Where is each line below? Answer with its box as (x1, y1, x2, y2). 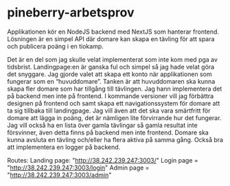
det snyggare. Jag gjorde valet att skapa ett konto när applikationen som (7, 70, 212, 78)
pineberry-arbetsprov (7, 5, 135, 21)
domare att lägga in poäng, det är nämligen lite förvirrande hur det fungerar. (7, 113, 222, 121)
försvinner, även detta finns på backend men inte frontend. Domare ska (7, 128, 209, 137)
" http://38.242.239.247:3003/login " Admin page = (7, 163, 150, 172)
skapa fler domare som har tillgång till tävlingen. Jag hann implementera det (7, 84, 222, 93)
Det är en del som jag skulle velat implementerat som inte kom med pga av (7, 55, 218, 63)
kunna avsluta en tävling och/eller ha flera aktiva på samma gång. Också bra (7, 135, 224, 143)
